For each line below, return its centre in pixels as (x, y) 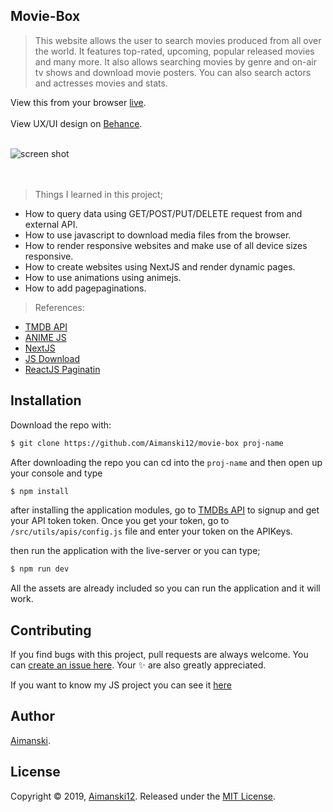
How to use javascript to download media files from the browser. (158, 235)
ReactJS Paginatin (62, 369)
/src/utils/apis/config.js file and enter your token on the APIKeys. (151, 531)
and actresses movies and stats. (101, 83)
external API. (51, 224)
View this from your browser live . (78, 102)
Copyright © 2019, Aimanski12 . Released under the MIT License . (143, 796)
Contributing (51, 630)
